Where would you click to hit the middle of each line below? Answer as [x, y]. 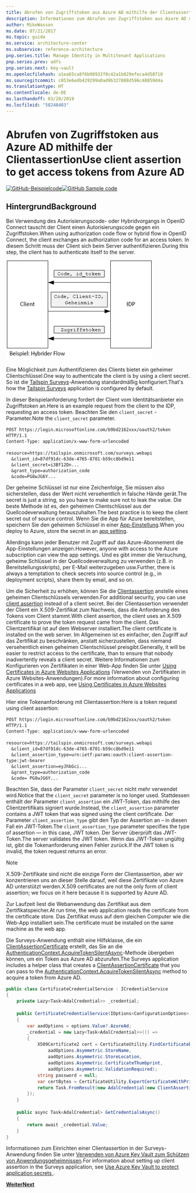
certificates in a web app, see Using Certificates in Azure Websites [86, 684]
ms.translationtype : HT [35, 87]
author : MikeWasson [30, 25]
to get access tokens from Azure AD [95, 172]
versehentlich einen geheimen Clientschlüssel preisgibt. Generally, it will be [96, 647]
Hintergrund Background [51, 207]
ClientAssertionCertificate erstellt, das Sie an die [64, 946]
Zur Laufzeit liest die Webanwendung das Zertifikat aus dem [78, 904]
